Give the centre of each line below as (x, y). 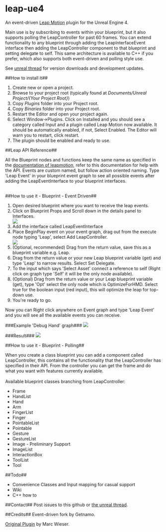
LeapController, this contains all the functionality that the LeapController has (83, 360)
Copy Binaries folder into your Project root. (56, 109)
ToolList (20, 460)
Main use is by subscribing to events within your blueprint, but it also (76, 32)
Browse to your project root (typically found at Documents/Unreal (79, 93)
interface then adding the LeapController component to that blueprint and (80, 48)
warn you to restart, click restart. (46, 135)
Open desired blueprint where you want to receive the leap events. (81, 205)
